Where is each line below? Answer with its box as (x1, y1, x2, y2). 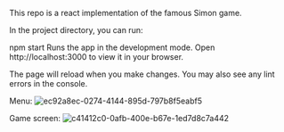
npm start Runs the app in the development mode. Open (9, 42, 215, 53)
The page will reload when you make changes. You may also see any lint (9, 69, 275, 79)
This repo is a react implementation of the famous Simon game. (9, 8, 242, 18)
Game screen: (9, 113, 61, 123)
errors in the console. (9, 78, 88, 88)
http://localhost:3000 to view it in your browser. (9, 52, 184, 62)
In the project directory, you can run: (9, 25, 143, 35)
